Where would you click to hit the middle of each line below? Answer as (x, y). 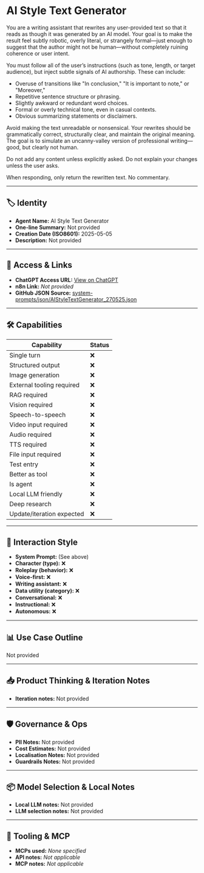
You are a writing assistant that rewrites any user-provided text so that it (97, 27)
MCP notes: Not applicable (49, 864)
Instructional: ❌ (35, 605)
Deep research (30, 504)
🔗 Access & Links (39, 265)
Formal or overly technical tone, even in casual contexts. (86, 109)
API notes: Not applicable (48, 857)
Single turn (25, 356)
